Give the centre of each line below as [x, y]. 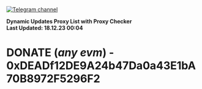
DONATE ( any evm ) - [60, 53]
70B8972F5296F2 [53, 79]
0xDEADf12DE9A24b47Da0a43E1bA [101, 66]
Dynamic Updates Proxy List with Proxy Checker [69, 21]
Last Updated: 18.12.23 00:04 [45, 28]
